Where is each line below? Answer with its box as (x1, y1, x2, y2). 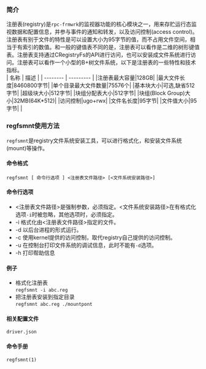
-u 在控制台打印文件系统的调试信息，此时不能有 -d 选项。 (15, 242, 158, 249)
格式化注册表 (15, 279, 48, 286)
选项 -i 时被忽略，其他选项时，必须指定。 (15, 211, 118, 218)
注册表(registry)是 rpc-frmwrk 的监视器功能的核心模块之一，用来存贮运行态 (6, 20, 192, 28)
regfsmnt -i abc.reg (15, 287, 68, 294)
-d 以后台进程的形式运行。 (15, 226, 82, 234)
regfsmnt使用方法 (6, 121, 60, 130)
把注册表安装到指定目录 (15, 293, 75, 301)
